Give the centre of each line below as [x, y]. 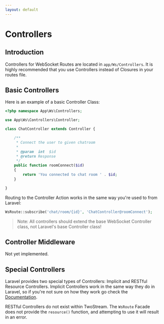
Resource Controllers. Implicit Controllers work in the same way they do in [80, 286]
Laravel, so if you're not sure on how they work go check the [67, 292]
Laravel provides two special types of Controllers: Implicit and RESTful [76, 282]
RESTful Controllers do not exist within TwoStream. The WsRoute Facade [78, 307]
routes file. [16, 75]
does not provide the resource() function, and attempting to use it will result [82, 312]
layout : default [22, 10]
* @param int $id [36, 152]
